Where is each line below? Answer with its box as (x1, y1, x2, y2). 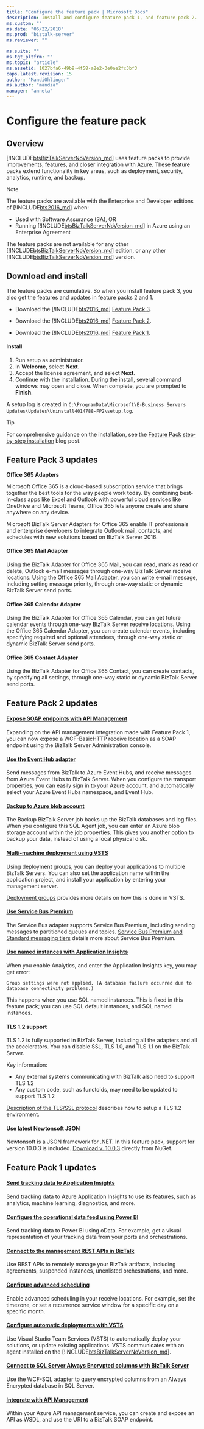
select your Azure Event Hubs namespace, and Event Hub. (6, 788, 153, 796)
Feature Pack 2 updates (6, 698, 98, 708)
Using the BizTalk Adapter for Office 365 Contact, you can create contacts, (6, 667, 195, 675)
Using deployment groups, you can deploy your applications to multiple (6, 863, 186, 870)
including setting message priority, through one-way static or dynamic (6, 580, 183, 588)
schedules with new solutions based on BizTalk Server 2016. (6, 533, 158, 541)
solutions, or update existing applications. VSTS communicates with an (6, 1341, 185, 1349)
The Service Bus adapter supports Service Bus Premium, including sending (6, 921, 195, 929)
